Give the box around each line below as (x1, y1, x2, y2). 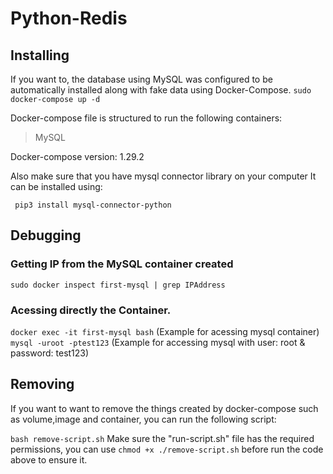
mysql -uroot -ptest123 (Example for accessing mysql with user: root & (10, 336, 306, 348)
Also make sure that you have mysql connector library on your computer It (10, 170, 317, 182)
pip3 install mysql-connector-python (14, 200, 172, 210)
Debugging (10, 227, 82, 244)
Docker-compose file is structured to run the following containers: (10, 112, 283, 124)
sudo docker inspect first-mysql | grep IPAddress (10, 280, 226, 290)
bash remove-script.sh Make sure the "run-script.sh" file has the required (10, 432, 315, 444)
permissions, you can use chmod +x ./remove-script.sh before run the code (10, 443, 324, 455)
